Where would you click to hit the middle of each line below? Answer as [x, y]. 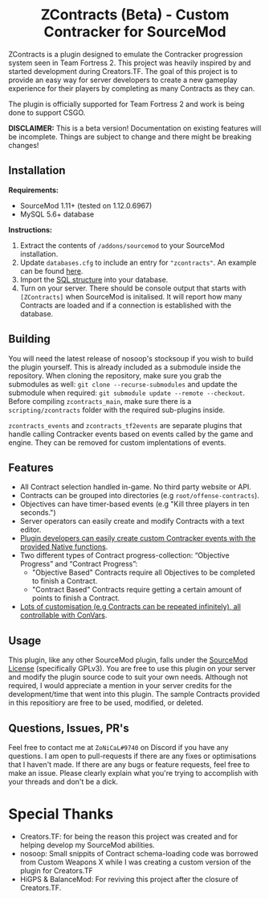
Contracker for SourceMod [135, 32]
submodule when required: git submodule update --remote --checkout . [126, 393]
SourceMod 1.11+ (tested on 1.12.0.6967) [86, 205]
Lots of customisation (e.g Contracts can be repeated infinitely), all [130, 607]
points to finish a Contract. [76, 598]
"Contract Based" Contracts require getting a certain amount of [137, 590]
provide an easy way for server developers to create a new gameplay [123, 80]
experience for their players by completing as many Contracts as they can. [132, 88]
